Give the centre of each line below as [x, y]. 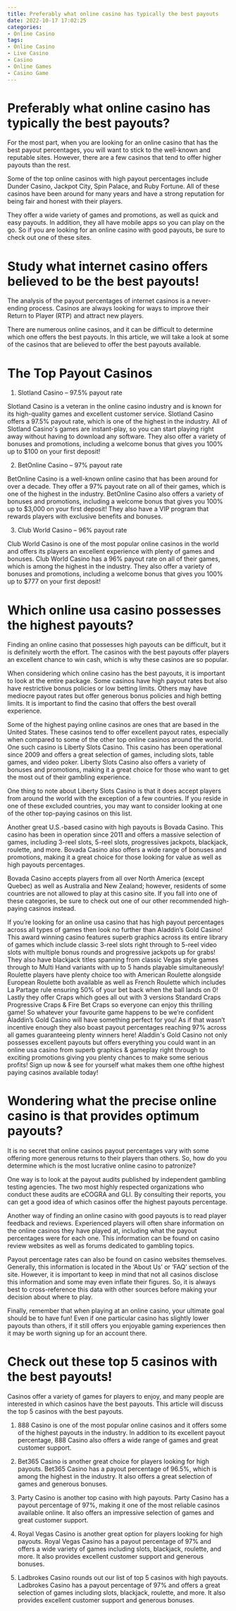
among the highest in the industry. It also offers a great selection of [115, 1477]
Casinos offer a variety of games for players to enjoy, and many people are [116, 1397]
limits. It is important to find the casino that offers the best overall [102, 704]
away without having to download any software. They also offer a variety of [117, 436]
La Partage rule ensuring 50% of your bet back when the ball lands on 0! [113, 990]
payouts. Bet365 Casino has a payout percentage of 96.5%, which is [117, 1469]
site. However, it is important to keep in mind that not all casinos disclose [113, 1274]
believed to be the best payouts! [103, 281]
